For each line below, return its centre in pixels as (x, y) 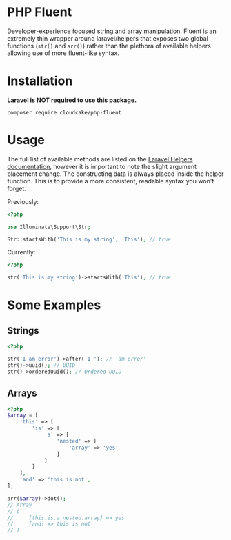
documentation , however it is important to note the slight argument (102, 166)
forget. (17, 188)
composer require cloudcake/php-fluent (64, 112)
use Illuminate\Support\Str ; (49, 227)
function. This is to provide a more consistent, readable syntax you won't (111, 181)
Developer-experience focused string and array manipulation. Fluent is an (112, 31)
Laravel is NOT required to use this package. (72, 100)
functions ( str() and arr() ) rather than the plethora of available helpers (109, 46)
